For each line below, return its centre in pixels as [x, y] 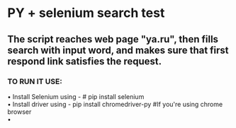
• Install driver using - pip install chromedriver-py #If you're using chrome [115, 104]
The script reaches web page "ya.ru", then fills [113, 39]
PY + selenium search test [86, 13]
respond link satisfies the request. [85, 61]
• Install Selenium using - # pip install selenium [76, 96]
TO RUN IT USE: [35, 81]
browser [19, 112]
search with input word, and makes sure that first [118, 50]
